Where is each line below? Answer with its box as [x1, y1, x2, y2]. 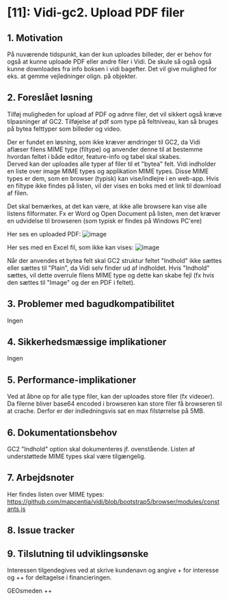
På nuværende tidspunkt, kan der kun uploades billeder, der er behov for [7, 50, 212, 58]
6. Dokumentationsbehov [7, 427, 118, 438]
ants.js [7, 505, 26, 513]
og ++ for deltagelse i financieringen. [7, 573, 112, 582]
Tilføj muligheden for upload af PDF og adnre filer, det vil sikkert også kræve [7, 110, 222, 118]
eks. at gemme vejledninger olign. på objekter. [7, 72, 137, 80]
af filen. [7, 188, 29, 197]
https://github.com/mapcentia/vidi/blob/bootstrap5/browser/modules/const [7, 497, 220, 505]
